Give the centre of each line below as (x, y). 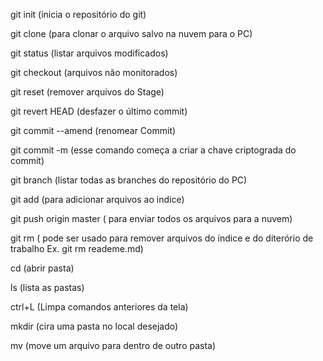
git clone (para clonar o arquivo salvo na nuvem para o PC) (131, 33)
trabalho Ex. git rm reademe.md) (77, 248)
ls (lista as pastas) (47, 287)
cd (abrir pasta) (42, 268)
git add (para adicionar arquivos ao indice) (97, 199)
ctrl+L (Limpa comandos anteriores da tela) (99, 307)
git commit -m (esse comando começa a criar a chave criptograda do (153, 150)
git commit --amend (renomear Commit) (93, 130)
